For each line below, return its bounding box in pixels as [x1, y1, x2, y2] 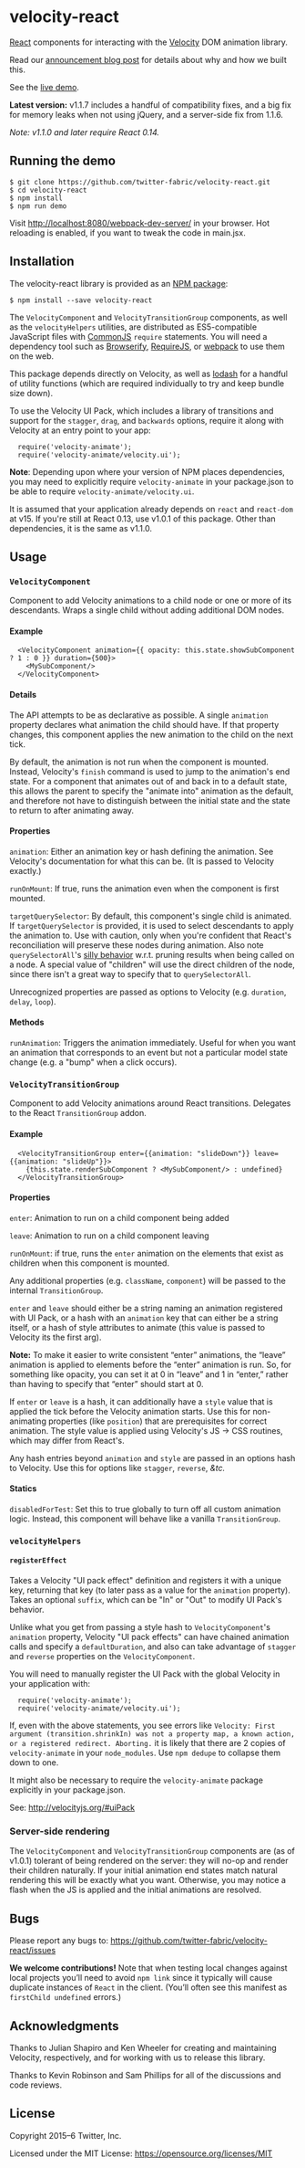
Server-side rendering [9, 1825, 110, 1837]
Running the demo [9, 153, 117, 169]
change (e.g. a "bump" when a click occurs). [9, 1057, 178, 1068]
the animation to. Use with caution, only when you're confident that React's [9, 930, 292, 941]
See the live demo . [9, 81, 80, 92]
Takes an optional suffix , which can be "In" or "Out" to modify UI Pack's [9, 1594, 282, 1605]
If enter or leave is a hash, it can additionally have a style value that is [9, 1395, 273, 1407]
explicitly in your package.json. [9, 1784, 126, 1795]
